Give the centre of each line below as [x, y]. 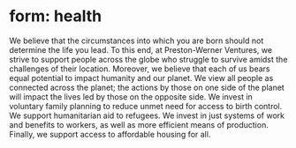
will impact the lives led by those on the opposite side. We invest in [131, 96]
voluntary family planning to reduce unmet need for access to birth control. [146, 106]
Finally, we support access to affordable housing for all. [110, 134]
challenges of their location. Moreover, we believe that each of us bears [140, 69]
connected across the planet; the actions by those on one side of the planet [147, 87]
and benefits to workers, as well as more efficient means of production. [139, 124]
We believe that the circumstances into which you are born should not [137, 41]
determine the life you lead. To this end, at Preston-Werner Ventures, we [140, 49]
